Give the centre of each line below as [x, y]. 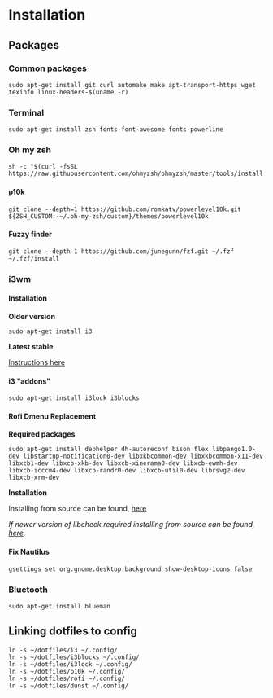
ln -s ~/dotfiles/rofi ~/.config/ [67, 678]
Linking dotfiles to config [73, 632]
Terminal [26, 112]
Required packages [42, 434]
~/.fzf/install [34, 258]
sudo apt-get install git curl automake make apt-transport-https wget [132, 85]
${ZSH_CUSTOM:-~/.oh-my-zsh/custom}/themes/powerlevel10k [108, 216]
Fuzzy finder [30, 235]
